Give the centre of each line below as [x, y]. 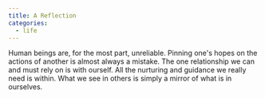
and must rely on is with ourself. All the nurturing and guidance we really [127, 70]
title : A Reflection [43, 16]
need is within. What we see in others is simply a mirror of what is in [120, 78]
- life [26, 30]
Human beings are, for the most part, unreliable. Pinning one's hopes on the [133, 53]
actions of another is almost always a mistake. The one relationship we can [132, 61]
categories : [28, 23]
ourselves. [26, 87]
